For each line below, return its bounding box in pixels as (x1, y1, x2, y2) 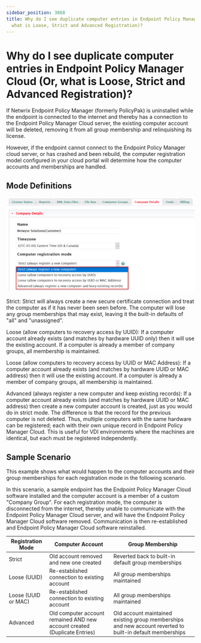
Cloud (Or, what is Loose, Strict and (6, 74, 185, 88)
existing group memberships (113, 615, 184, 623)
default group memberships (113, 558, 182, 566)
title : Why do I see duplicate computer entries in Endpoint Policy (6, 16, 181, 22)
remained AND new (49, 615, 98, 623)
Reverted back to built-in (113, 552, 175, 560)
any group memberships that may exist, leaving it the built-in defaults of (6, 311, 184, 318)
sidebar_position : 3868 (6, 10, 66, 16)
